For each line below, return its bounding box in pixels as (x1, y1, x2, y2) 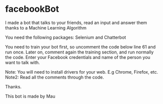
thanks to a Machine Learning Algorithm (5, 25, 87, 30)
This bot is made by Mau (5, 93, 55, 99)
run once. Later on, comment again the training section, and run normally (5, 49, 154, 55)
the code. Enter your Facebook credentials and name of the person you (5, 54, 151, 60)
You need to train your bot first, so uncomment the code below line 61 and (5, 44, 156, 50)
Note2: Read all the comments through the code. (5, 74, 104, 80)
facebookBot (5, 3, 59, 15)
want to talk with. (5, 59, 41, 65)
